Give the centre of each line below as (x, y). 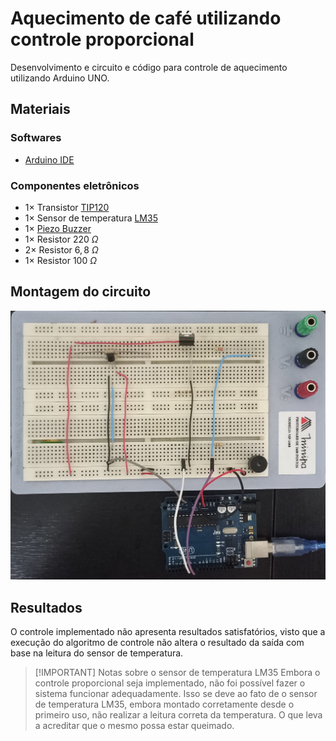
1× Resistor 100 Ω (60, 260)
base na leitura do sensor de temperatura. (97, 653)
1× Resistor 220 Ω (61, 239)
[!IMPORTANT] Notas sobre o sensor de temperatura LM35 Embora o (177, 673)
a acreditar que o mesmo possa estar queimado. (134, 726)
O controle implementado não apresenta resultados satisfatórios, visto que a (168, 632)
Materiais (40, 109)
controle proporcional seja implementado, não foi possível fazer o (170, 683)
